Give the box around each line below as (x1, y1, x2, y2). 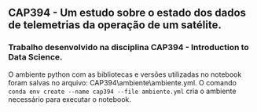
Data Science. (8, 52, 63, 63)
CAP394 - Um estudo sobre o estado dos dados (8, 6, 246, 20)
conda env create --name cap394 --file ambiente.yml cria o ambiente (8, 86, 237, 96)
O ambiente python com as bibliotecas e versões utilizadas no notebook (8, 70, 242, 79)
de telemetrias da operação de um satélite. (8, 19, 222, 32)
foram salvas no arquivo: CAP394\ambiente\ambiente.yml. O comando (8, 78, 237, 87)
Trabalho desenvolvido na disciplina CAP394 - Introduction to (8, 42, 249, 53)
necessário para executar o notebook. (8, 94, 132, 104)
